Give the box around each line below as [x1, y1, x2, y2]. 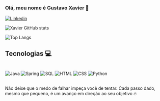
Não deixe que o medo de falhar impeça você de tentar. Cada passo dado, [5, 85, 156, 91]
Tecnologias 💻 [5, 49, 52, 58]
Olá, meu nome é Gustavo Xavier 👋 [5, 4, 89, 11]
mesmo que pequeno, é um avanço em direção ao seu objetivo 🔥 [5, 90, 137, 96]
